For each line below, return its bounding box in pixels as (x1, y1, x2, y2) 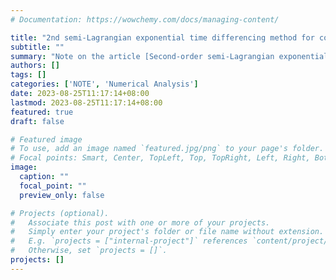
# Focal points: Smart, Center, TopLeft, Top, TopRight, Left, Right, (10, 153, 311, 163)
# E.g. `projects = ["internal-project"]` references (10, 236, 248, 246)
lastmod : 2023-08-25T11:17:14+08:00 (10, 97, 163, 108)
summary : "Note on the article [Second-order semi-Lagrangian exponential (10, 51, 329, 61)
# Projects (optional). (10, 208, 110, 218)
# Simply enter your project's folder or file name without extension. (10, 227, 325, 237)
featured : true (10, 107, 74, 117)
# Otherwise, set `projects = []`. (10, 246, 168, 256)
